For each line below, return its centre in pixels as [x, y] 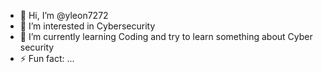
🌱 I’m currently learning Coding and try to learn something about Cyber [166, 36]
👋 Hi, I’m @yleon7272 [64, 15]
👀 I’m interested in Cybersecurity [87, 26]
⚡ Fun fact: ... [47, 58]
